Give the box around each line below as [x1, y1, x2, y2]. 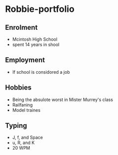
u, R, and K [12, 140, 35, 146]
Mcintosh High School [12, 36, 58, 42]
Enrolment [5, 23, 38, 32]
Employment [5, 56, 45, 64]
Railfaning [12, 102, 33, 107]
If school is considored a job [12, 69, 70, 75]
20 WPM [12, 145, 31, 151]
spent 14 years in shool [12, 42, 60, 48]
